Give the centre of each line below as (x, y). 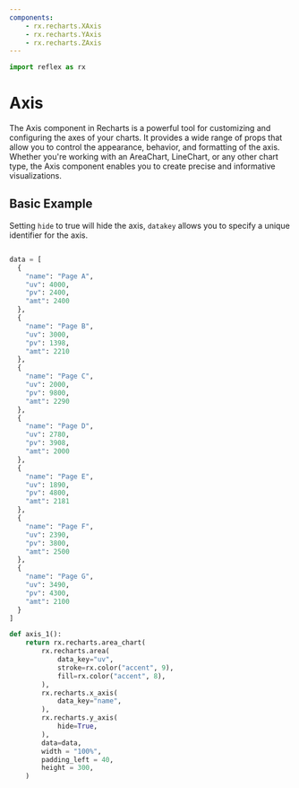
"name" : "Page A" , (60, 276)
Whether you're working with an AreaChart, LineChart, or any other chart (144, 157)
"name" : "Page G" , (60, 577)
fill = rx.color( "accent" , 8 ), (111, 676)
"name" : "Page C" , (60, 376)
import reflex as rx (48, 67)
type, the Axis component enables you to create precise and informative (142, 166)
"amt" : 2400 (47, 302)
